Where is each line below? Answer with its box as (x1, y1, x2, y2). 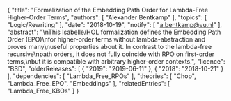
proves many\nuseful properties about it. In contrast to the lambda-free (7, 43, 212, 50)
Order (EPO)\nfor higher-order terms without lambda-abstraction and (7, 35, 206, 44)
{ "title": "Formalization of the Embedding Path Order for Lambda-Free (7, 6, 209, 14)
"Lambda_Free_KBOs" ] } (7, 86, 79, 95)
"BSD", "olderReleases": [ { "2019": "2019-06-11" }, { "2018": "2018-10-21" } (7, 65, 224, 73)
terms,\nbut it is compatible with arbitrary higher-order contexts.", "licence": (7, 57, 225, 65)
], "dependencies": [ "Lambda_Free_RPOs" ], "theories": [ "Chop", (7, 72, 196, 80)
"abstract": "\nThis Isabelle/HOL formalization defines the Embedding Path (7, 28, 221, 36)
